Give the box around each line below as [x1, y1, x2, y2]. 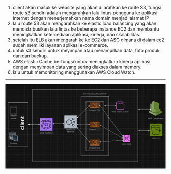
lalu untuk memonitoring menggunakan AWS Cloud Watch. [12, 69, 136, 75]
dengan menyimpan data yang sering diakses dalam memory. [12, 64, 142, 70]
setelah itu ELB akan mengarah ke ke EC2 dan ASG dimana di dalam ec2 [12, 37, 164, 43]
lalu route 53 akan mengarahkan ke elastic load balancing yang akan [12, 20, 157, 26]
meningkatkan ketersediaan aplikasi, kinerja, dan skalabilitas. [12, 32, 141, 37]
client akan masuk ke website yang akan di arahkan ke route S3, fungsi [12, 5, 162, 10]
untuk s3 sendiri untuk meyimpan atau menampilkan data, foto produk [12, 48, 160, 53]
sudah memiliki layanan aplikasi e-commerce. [12, 42, 108, 48]
